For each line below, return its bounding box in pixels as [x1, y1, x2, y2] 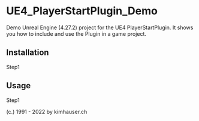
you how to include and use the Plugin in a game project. [6, 30, 147, 37]
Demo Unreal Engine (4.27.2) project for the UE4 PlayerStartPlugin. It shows [6, 24, 194, 31]
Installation [6, 48, 49, 58]
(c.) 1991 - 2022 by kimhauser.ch [6, 108, 88, 115]
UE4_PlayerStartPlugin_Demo [6, 4, 158, 18]
